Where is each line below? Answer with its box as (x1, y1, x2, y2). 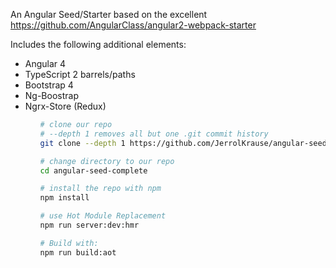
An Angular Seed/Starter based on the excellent (10, 9, 208, 20)
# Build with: (39, 238, 99, 248)
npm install (39, 193, 90, 203)
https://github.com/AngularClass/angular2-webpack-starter (10, 19, 257, 31)
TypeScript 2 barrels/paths (24, 69, 136, 80)
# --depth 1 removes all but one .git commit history (39, 129, 269, 139)
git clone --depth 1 (39, 138, 126, 148)
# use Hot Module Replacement (39, 211, 167, 221)
